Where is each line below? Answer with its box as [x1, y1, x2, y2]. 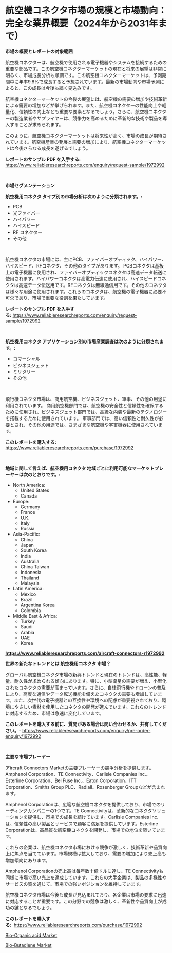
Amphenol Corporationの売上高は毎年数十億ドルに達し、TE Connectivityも [5, 868, 164, 874]
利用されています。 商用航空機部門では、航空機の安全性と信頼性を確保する [5, 402, 164, 408]
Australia [20, 558, 40, 564]
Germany [20, 504, 40, 510]
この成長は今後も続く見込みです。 [23, 85, 95, 91]
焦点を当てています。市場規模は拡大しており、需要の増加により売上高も [14, 850, 166, 856]
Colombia [20, 607, 41, 614]
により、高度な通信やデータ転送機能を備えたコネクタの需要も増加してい [5, 691, 158, 697]
